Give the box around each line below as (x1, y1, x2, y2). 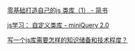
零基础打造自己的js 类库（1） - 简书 (7, 6, 108, 14)
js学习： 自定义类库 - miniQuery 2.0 (7, 21, 109, 29)
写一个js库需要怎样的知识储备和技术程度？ (7, 36, 128, 44)
